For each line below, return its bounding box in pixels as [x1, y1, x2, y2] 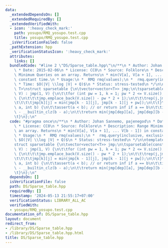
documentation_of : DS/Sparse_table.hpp [5, 212, 88, 217]
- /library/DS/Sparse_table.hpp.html [5, 230, 84, 235]
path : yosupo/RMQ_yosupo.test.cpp [14, 30, 86, 35]
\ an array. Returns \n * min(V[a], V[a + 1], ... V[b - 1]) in [14, 128, 149, 133]
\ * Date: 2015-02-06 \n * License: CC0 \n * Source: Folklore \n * [14, 68, 153, 73]
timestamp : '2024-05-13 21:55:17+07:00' [9, 193, 95, 198]
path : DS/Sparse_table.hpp [9, 184, 66, 189]
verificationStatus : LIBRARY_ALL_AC [9, 198, 86, 203]
